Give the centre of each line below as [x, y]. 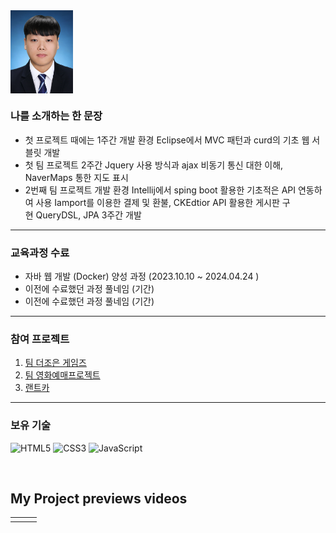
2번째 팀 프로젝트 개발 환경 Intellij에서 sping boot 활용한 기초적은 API [160, 190]
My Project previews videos [99, 498]
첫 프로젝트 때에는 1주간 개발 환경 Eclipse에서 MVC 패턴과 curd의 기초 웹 [167, 140]
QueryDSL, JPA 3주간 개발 [88, 215]
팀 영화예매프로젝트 [62, 375]
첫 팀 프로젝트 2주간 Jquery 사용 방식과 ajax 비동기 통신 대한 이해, [154, 165]
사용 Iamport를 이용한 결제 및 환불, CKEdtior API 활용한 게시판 [157, 202]
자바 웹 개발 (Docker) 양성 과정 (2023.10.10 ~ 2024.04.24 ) [142, 276]
